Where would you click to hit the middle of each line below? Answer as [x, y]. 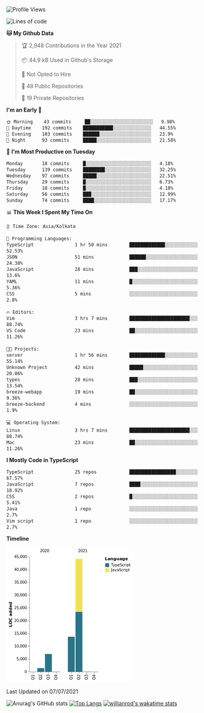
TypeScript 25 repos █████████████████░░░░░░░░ [102, 472]
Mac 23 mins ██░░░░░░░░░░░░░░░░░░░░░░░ [102, 443]
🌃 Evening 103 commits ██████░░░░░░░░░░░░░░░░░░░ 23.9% [90, 134]
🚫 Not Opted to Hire [46, 74]
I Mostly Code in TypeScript [42, 460]
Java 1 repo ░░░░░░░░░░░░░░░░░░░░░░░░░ [102, 509]
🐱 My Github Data [30, 33]
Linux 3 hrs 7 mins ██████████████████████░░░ [102, 430]
